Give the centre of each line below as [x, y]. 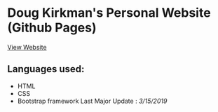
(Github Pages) [52, 28]
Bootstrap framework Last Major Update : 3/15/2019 [92, 101]
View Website [27, 47]
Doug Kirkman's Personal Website [109, 13]
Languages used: [46, 69]
